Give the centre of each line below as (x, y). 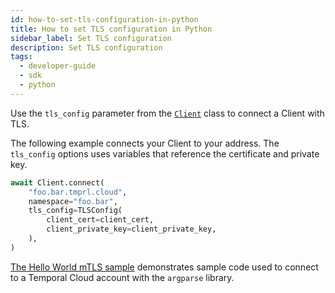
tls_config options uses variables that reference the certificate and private (165, 153)
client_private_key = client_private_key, (131, 229)
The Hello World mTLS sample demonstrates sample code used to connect (164, 267)
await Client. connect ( (57, 182)
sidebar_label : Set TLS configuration (91, 38)
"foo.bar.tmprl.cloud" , (78, 192)
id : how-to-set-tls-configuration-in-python (104, 19)
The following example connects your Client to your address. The (145, 143)
